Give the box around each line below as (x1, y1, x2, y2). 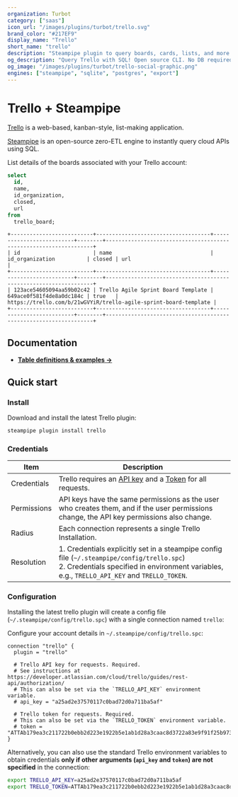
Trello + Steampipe (7, 100, 121, 116)
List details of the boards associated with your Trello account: (7, 159, 188, 167)
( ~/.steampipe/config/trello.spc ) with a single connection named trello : (7, 615, 225, 624)
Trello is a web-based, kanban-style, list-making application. (7, 123, 184, 132)
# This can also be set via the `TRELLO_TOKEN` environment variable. (13, 717, 227, 724)
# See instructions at (13, 667, 81, 675)
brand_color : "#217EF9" (7, 30, 78, 38)
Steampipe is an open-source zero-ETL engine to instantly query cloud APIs (7, 137, 230, 146)
